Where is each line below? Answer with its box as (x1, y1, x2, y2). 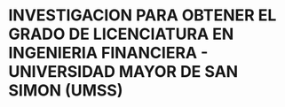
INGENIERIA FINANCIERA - (8, 43, 209, 63)
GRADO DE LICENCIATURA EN (8, 24, 234, 44)
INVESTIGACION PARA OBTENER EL (8, 5, 277, 26)
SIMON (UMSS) (8, 80, 123, 101)
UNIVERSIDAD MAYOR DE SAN (8, 62, 239, 82)
